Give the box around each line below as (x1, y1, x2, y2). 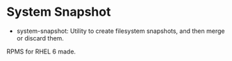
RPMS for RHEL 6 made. (6, 47, 76, 56)
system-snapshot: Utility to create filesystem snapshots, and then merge (16, 27, 225, 35)
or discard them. (16, 34, 64, 42)
